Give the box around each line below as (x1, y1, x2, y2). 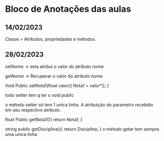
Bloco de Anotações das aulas (5, 3, 131, 15)
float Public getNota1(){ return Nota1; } (5, 116, 83, 122)
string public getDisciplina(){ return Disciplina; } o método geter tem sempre (5, 126, 159, 132)
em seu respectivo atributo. (5, 107, 61, 113)
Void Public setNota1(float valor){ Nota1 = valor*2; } (5, 82, 109, 88)
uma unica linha (5, 131, 37, 137)
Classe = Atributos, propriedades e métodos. (5, 36, 97, 42)
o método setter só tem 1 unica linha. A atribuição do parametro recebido (5, 102, 154, 107)
